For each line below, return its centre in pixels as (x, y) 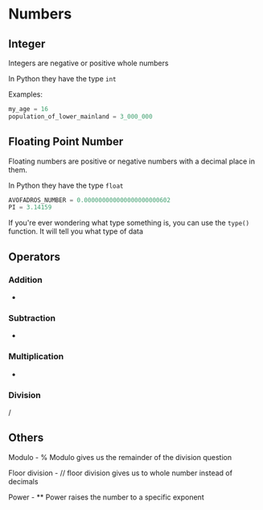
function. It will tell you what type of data (76, 231)
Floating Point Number (66, 142)
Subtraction (32, 317)
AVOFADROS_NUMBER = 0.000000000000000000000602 (90, 200)
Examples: (25, 94)
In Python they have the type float (66, 185)
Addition (25, 280)
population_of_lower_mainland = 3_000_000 (80, 116)
